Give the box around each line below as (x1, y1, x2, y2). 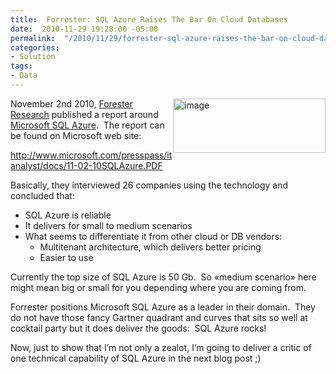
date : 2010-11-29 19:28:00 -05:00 (10, 24, 159, 34)
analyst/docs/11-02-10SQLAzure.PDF (10, 159, 163, 171)
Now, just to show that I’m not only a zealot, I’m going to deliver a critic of (10, 341, 312, 353)
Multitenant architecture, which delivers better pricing (39, 241, 262, 253)
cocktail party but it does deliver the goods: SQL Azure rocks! (10, 322, 267, 334)
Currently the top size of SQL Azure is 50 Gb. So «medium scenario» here (10, 271, 317, 283)
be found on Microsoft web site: (10, 129, 142, 141)
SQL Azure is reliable (24, 209, 112, 221)
